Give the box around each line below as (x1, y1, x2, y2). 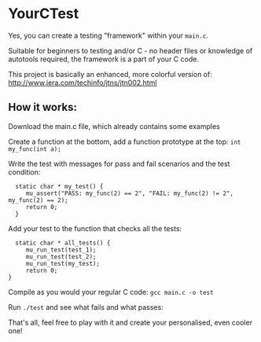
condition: (8, 167, 41, 177)
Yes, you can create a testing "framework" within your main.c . (8, 31, 208, 40)
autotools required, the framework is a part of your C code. (8, 54, 199, 64)
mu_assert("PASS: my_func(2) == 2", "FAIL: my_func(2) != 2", (25, 189, 234, 197)
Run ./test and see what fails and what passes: (8, 302, 164, 311)
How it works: (8, 101, 77, 114)
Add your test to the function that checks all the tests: (8, 223, 182, 233)
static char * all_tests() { (15, 239, 111, 247)
